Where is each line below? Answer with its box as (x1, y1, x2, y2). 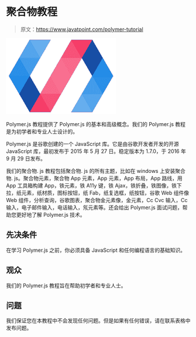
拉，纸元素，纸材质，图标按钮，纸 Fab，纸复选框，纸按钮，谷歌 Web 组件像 (6, 189, 189, 196)
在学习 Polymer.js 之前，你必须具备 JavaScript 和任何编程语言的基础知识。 (6, 246, 186, 253)
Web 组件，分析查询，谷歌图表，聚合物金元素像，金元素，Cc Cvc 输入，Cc (6, 196, 188, 203)
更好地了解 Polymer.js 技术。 (16, 211, 86, 218)
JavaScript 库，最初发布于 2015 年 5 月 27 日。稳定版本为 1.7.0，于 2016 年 (6, 147, 186, 155)
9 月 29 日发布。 (6, 155, 46, 162)
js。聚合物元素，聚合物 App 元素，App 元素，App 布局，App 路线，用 (13, 175, 183, 182)
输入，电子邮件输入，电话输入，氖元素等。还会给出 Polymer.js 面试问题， (6, 204, 183, 211)
